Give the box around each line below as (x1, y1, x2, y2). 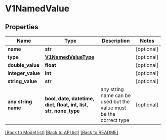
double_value (7, 62, 40, 68)
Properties (5, 23, 39, 31)
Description (101, 38, 130, 44)
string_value (7, 78, 37, 85)
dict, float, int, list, (44, 101, 88, 108)
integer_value (7, 70, 41, 77)
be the (100, 111, 116, 117)
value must (100, 104, 126, 111)
